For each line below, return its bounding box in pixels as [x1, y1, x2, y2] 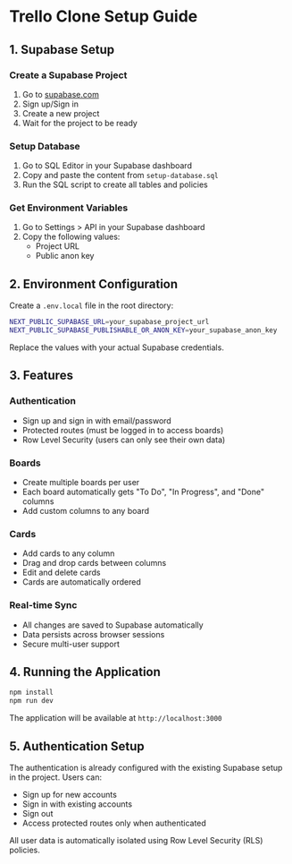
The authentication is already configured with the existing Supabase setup [9, 762, 283, 773]
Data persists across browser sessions [21, 629, 165, 639]
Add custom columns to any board [21, 506, 150, 517]
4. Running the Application [9, 664, 161, 680]
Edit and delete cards [21, 567, 101, 578]
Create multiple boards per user [21, 477, 140, 488]
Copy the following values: [21, 231, 121, 243]
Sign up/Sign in [21, 98, 79, 109]
